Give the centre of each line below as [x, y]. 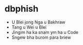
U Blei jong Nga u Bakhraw [38, 22]
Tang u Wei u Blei [29, 27]
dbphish [22, 9]
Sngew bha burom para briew [41, 37]
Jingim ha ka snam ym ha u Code [45, 32]
